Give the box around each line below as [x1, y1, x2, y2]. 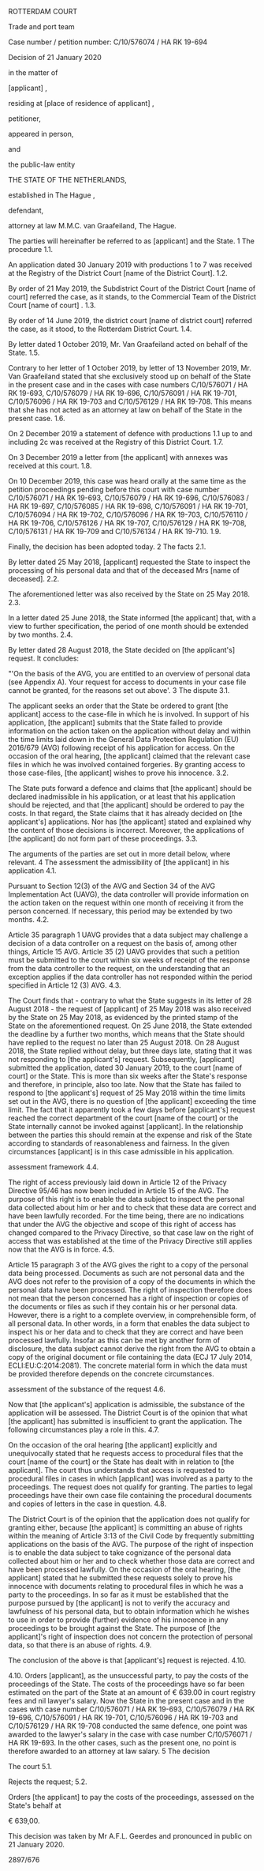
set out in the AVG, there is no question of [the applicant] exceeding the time [8, 1097, 257, 1105]
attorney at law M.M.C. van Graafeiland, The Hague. [8, 221, 177, 230]
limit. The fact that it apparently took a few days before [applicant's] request [8, 1105, 255, 1114]
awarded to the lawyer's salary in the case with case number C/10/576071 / [8, 1730, 252, 1739]
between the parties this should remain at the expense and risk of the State [8, 1130, 252, 1139]
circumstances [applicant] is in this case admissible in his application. [8, 1147, 235, 1156]
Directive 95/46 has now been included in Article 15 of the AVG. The [8, 1186, 229, 1195]
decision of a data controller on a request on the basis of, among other [8, 939, 238, 947]
